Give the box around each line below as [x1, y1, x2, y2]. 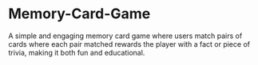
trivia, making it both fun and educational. [8, 48, 145, 57]
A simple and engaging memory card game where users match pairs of [8, 31, 243, 40]
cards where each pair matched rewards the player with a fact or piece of [8, 39, 250, 48]
